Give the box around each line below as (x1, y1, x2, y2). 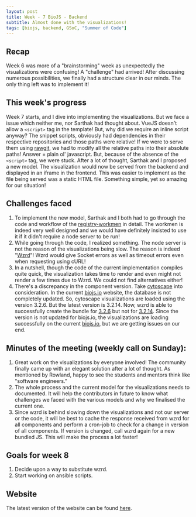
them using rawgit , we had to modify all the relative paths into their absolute (6, 144, 189, 151)
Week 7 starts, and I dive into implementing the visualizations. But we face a (6, 113, 189, 120)
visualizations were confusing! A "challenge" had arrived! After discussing (6, 69, 185, 76)
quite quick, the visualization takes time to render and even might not (14, 270, 181, 277)
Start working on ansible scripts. (14, 472, 93, 479)
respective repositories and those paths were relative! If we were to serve (6, 138, 184, 145)
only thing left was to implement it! (6, 81, 90, 88)
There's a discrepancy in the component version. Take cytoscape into (14, 282, 183, 290)
